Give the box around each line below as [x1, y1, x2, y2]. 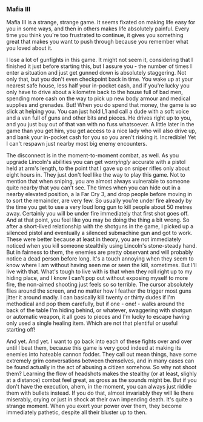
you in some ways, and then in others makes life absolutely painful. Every [6, 25, 190, 32]
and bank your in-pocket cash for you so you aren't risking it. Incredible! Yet [6, 134, 196, 141]
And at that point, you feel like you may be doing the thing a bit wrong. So [6, 216, 190, 223]
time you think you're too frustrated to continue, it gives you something [6, 32, 184, 39]
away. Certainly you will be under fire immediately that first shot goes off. [6, 210, 189, 217]
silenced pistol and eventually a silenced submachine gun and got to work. [6, 230, 193, 237]
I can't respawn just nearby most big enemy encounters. [6, 140, 147, 148]
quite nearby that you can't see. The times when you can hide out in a [6, 184, 181, 191]
